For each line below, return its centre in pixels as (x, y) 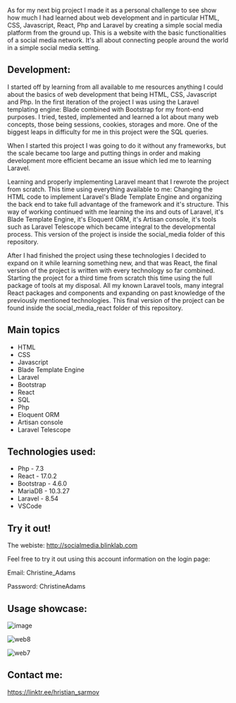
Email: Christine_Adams (42, 573)
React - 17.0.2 (37, 476)
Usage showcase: (48, 609)
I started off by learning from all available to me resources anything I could (115, 87)
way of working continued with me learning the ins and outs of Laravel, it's (116, 212)
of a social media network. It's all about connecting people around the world (118, 40)
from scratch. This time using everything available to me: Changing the (110, 189)
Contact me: (35, 675)
